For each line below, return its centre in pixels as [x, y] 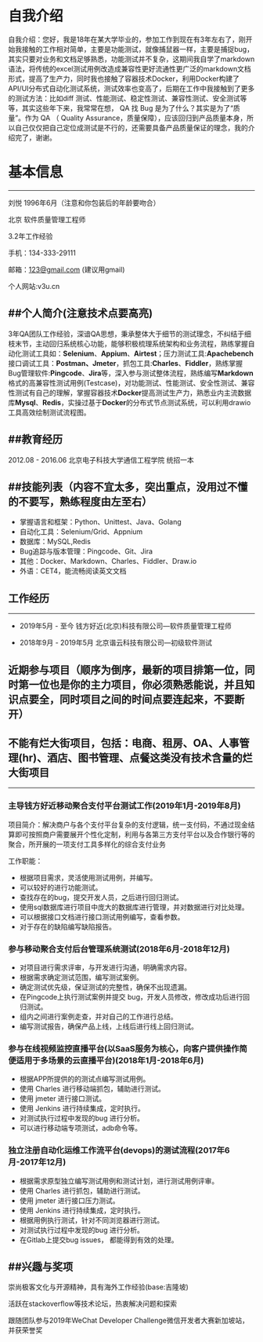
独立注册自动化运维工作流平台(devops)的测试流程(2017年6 [119, 1150]
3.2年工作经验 [31, 236]
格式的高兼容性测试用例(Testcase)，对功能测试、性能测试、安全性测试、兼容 [131, 382]
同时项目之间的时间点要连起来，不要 [147, 699]
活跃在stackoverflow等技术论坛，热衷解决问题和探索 [93, 1304]
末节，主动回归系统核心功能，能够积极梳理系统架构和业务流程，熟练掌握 [131, 343]
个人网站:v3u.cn [34, 286]
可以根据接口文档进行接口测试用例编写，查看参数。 [102, 916]
